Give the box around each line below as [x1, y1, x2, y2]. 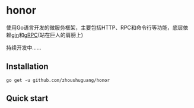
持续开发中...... [6, 44, 42, 51]
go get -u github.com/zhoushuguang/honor [6, 77, 110, 83]
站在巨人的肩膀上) [39, 31, 84, 39]
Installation [6, 62, 49, 72]
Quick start [6, 93, 49, 104]
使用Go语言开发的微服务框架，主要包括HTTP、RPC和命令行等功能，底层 [6, 24, 183, 31]
